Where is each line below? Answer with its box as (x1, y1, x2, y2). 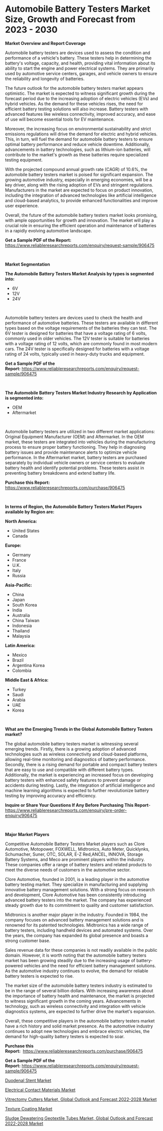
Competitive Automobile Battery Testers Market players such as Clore (5, 841, 145, 847)
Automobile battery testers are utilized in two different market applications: (5, 428, 155, 434)
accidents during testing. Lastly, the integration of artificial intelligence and (5, 782, 155, 788)
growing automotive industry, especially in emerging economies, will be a (5, 177, 152, 183)
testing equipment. (5, 157, 43, 163)
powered (5, 963, 23, 968)
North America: (5, 518, 37, 524)
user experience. (5, 203, 39, 209)
